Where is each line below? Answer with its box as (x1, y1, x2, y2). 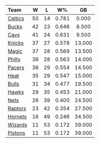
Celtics (8, 15, 24, 22)
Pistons (8, 129, 26, 136)
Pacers (8, 64, 25, 71)
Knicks (8, 40, 24, 46)
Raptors (8, 105, 27, 112)
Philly (8, 56, 21, 62)
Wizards (8, 121, 28, 128)
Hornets (8, 113, 27, 120)
